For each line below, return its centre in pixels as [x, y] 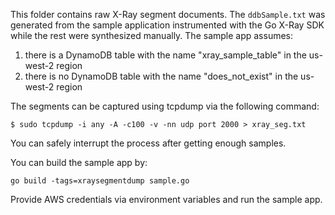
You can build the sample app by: [79, 162]
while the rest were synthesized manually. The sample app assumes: [152, 35]
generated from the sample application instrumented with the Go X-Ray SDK [167, 25]
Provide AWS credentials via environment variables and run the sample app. [166, 199]
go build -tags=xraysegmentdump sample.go [100, 181]
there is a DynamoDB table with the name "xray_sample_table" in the [165, 55]
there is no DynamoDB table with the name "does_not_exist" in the [161, 76]
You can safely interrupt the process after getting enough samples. [148, 143]
